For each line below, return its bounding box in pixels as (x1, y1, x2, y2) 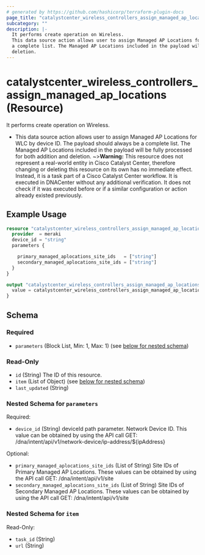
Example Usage (6, 209, 67, 220)
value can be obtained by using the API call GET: (15, 432, 138, 439)
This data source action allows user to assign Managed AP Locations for (15, 133, 197, 141)
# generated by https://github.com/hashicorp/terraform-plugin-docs (6, 9, 184, 15)
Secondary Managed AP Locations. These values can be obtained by (15, 488, 189, 495)
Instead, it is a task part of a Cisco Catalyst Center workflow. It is (15, 172, 178, 179)
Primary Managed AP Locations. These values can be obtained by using (15, 468, 197, 476)
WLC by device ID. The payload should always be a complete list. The (15, 139, 191, 147)
